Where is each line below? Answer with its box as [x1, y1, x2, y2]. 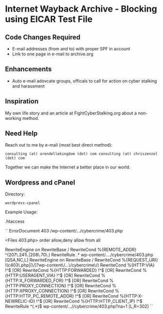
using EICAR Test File [5, 14, 93, 25]
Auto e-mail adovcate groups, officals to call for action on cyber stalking [12, 78, 157, 83]
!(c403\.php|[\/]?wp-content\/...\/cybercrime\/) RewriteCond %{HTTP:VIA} [5, 262, 155, 268]
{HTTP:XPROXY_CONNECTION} [5, 288, 70, 294]
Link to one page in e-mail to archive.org [12, 51, 93, 57]
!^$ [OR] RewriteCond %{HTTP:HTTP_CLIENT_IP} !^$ [36, 298, 143, 304]
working [5, 115, 22, 121]
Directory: [5, 191, 25, 197]
